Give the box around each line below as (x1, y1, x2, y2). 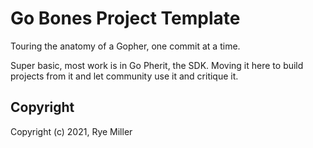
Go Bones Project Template (10, 7, 241, 30)
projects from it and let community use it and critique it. (10, 70, 239, 82)
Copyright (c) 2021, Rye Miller (10, 125, 133, 137)
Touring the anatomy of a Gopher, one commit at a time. (10, 40, 241, 52)
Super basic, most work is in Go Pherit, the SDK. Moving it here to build (10, 59, 304, 71)
